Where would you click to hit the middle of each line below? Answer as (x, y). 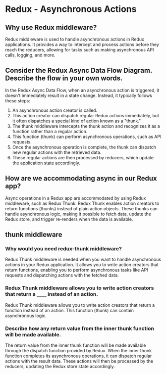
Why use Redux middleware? (51, 27)
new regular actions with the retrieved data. (57, 152)
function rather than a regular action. (50, 131)
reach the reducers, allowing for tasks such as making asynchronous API (80, 50)
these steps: (18, 100)
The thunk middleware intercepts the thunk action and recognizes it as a (86, 126)
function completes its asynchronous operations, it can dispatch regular (79, 356)
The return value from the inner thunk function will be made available (76, 345)
